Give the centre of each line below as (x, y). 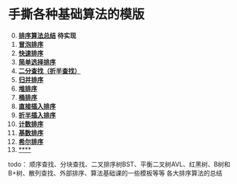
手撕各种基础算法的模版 (76, 15)
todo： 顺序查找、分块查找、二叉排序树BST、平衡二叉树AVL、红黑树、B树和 (119, 164)
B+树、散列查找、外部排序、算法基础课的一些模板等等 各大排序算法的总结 (115, 173)
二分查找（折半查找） (49, 71)
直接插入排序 (37, 106)
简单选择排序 (37, 62)
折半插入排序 (37, 115)
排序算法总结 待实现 (47, 35)
